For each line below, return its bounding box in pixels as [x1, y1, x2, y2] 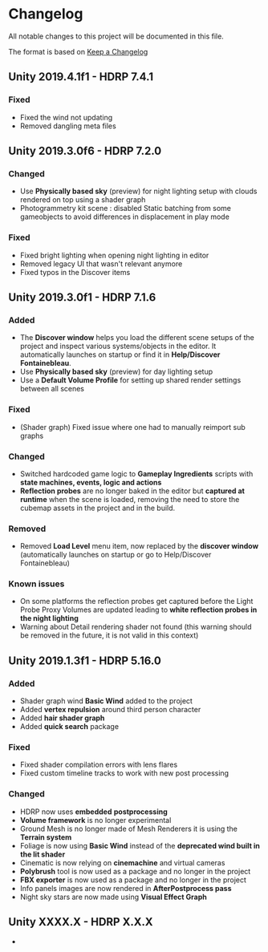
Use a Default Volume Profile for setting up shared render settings [19, 375, 242, 385]
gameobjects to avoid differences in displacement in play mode [19, 212, 230, 221]
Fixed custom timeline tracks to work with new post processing [19, 768, 229, 778]
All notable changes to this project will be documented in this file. [8, 31, 225, 41]
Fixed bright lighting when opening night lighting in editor [19, 250, 209, 260]
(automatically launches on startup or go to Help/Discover [19, 550, 212, 560]
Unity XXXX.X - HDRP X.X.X [8, 915, 153, 929]
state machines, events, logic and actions [19, 477, 162, 487]
